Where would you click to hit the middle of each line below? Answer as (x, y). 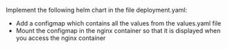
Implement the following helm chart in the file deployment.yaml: (97, 10)
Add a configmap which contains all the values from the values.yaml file (119, 23)
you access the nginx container (61, 38)
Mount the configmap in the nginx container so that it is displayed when (118, 31)
